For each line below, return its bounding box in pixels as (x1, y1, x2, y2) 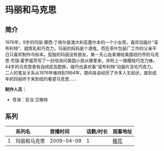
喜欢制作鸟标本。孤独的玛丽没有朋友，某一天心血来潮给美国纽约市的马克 (13, 52, 159, 57)
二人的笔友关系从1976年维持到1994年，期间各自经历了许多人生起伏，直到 (5, 70, 153, 76)
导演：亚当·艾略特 (12, 97, 48, 103)
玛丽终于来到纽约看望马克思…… (13, 76, 77, 82)
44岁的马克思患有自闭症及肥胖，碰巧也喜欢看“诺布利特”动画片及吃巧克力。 (5, 64, 156, 69)
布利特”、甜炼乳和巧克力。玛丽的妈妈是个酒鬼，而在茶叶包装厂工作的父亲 (5, 45, 153, 51)
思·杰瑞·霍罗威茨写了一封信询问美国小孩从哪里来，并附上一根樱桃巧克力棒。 (5, 58, 158, 64)
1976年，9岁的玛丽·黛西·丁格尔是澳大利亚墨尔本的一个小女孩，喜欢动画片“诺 (5, 40, 159, 45)
